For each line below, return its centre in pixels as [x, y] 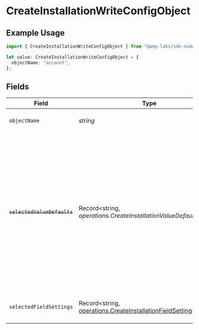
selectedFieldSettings [41, 307]
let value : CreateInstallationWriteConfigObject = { [73, 57]
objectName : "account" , [41, 63]
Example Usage [36, 33]
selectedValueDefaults [41, 212]
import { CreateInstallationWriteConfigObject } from [74, 46]
